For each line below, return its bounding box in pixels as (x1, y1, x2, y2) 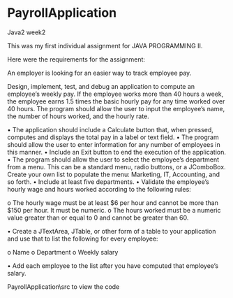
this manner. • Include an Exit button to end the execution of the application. (7, 148, 227, 156)
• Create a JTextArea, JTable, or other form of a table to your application (7, 227, 216, 235)
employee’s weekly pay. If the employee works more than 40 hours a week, (7, 90, 224, 98)
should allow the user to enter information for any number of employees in (7, 140, 221, 148)
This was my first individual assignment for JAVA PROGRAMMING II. (7, 41, 203, 50)
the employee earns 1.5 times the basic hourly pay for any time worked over (7, 97, 225, 106)
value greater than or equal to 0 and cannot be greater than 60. (7, 213, 189, 222)
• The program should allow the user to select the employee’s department (7, 155, 220, 164)
